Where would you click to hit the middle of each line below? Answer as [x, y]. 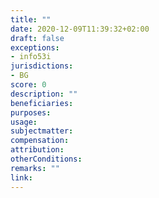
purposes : [31, 112]
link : [21, 177]
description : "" [44, 94]
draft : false [37, 38]
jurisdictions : [42, 66]
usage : [24, 122]
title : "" [31, 19]
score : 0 [28, 85]
